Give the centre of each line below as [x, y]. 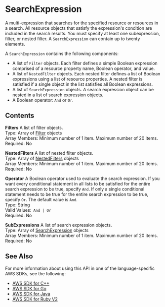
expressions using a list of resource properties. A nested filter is [77, 79]
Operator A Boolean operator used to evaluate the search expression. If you [82, 178]
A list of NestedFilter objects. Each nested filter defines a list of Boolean [86, 73]
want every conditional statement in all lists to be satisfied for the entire [78, 184]
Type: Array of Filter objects [34, 133]
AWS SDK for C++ [31, 283]
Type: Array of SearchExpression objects [47, 230]
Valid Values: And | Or [28, 210]
